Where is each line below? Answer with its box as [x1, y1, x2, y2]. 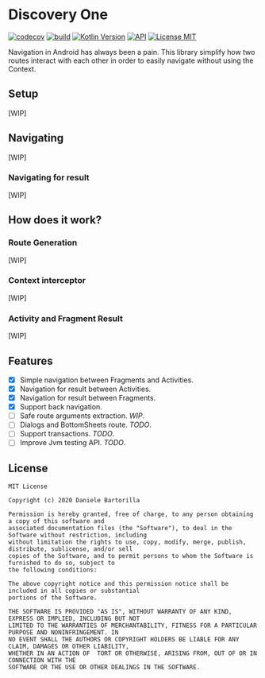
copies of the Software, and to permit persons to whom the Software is [8, 552, 254, 560]
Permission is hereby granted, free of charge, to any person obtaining [8, 510, 254, 518]
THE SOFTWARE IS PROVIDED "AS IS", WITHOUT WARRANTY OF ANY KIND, [8, 608, 232, 616]
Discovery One [8, 6, 109, 24]
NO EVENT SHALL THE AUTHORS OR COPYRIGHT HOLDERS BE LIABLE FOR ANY [8, 636, 240, 644]
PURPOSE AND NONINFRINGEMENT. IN [8, 629, 119, 637]
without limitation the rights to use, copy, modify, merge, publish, [8, 538, 247, 546]
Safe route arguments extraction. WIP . [19, 411, 145, 420]
